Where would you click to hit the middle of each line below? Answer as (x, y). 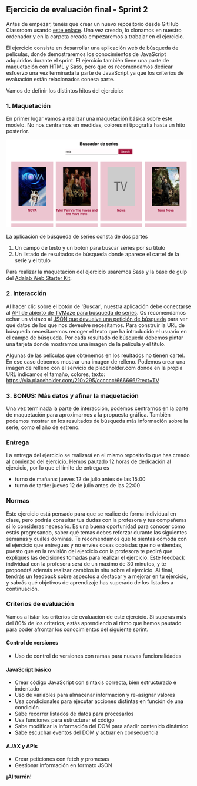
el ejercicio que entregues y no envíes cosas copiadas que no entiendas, (94, 545)
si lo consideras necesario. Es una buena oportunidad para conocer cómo (96, 526)
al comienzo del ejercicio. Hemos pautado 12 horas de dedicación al (89, 461)
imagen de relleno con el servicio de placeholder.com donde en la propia (94, 368)
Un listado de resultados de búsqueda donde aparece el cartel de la (97, 254)
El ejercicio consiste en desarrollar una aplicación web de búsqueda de (92, 48)
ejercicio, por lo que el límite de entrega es (58, 468)
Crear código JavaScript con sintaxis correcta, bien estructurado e (96, 682)
